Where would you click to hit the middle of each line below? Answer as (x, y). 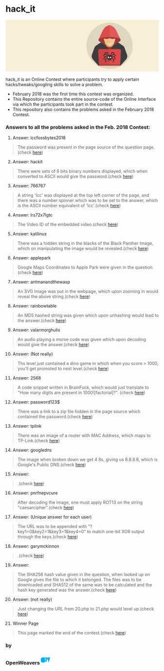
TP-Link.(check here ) (39, 441)
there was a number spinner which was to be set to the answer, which (88, 200)
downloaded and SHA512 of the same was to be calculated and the (85, 585)
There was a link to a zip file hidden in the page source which (79, 412)
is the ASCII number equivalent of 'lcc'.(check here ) (69, 206)
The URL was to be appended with (52, 526)
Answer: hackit (27, 162)
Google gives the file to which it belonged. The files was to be (79, 580)
